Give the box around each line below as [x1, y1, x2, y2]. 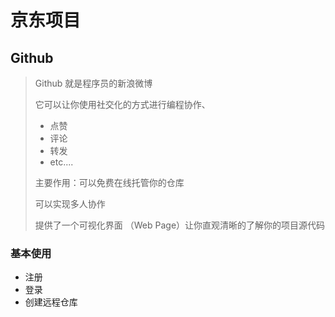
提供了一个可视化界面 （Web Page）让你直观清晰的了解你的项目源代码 [34, 219, 326, 231]
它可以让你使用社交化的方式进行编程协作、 [34, 99, 211, 110]
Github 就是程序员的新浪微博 [34, 77, 153, 89]
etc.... [49, 156, 74, 168]
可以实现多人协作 [34, 198, 106, 210]
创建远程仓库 [24, 296, 78, 308]
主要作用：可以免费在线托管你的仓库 [34, 177, 185, 188]
